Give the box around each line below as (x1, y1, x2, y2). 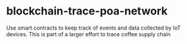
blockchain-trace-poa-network (6, 4, 168, 18)
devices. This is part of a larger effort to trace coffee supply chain (6, 30, 171, 37)
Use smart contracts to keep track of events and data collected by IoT (6, 24, 181, 31)
